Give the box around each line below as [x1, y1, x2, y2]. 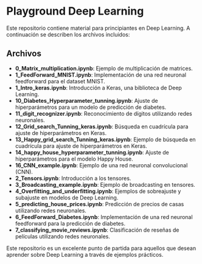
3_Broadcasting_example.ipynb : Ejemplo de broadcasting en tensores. [15, 181, 196, 188]
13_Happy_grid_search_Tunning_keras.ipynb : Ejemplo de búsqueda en [15, 136, 196, 143]
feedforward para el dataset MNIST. [15, 77, 105, 85]
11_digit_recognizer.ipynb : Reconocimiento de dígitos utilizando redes [15, 109, 193, 117]
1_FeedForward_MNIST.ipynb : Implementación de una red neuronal [15, 71, 187, 78]
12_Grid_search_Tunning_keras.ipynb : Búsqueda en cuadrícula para [15, 123, 189, 130]
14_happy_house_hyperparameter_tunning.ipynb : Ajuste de [15, 148, 169, 156]
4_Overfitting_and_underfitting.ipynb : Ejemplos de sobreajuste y [15, 187, 181, 195]
